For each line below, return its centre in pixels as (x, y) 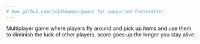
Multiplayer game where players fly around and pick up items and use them (99, 28)
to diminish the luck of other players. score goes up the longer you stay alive (100, 34)
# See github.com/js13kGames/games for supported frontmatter (85, 11)
